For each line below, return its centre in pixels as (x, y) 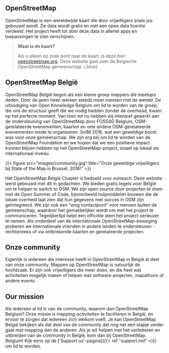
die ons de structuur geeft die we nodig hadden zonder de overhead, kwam (83, 111)
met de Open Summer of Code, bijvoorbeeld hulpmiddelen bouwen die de (82, 194)
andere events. (21, 281)
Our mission (25, 296)
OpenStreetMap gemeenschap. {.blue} (58, 66)
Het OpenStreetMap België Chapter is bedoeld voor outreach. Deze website (84, 178)
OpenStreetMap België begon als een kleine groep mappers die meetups (81, 95)
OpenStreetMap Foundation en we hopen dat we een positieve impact (78, 142)
